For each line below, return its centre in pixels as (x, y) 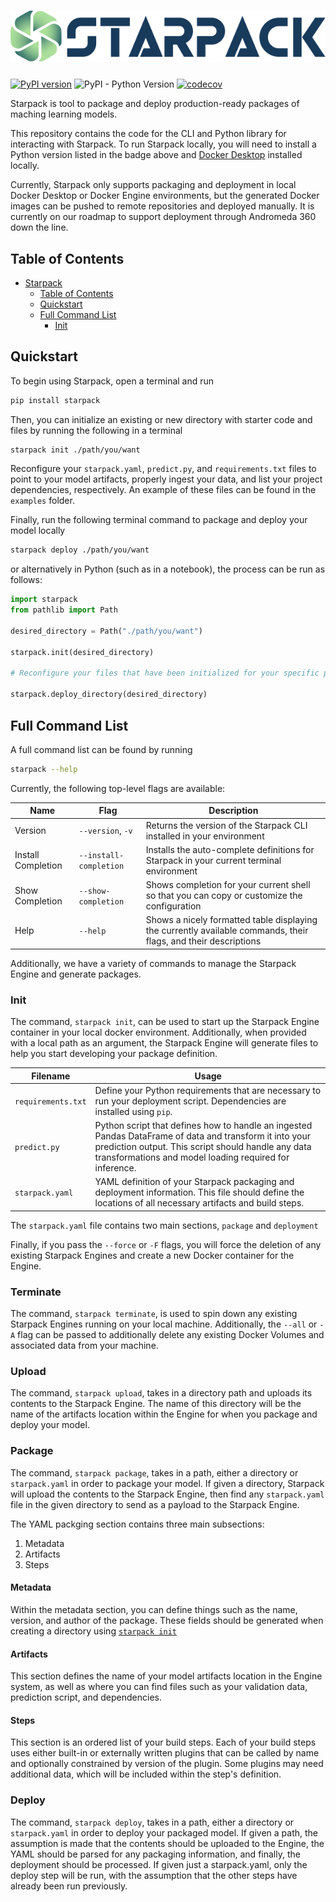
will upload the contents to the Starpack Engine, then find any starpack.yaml (167, 1494)
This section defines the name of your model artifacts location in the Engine (166, 1676)
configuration (173, 906)
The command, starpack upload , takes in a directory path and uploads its (161, 1393)
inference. (115, 1168)
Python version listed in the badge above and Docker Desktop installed (156, 155)
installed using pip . (133, 1111)
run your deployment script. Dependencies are (190, 1101)
